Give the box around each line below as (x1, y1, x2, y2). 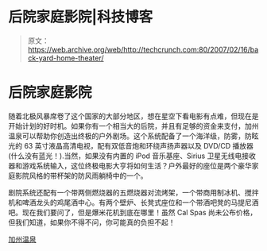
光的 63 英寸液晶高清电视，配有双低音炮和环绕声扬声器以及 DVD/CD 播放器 (8, 141, 254, 150)
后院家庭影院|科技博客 (8, 8, 153, 26)
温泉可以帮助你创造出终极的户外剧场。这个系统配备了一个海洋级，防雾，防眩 (8, 131, 259, 141)
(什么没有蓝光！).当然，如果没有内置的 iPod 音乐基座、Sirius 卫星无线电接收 (8, 151, 257, 160)
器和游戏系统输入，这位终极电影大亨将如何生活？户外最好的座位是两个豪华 (8, 160, 252, 170)
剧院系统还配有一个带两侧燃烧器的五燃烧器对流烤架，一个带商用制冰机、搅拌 (8, 187, 259, 197)
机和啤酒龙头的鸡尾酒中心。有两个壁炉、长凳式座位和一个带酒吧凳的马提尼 (8, 197, 252, 207)
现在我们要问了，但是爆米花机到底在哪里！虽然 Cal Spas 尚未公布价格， (21, 207, 257, 217)
